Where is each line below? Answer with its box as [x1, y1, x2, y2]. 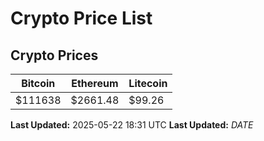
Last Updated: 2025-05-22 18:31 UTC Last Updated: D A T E [10, 119, 254, 131]
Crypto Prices [10, 47, 99, 64]
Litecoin [128, 77, 168, 90]
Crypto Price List [10, 7, 153, 30]
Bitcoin [21, 77, 56, 90]
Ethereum [71, 77, 119, 90]
